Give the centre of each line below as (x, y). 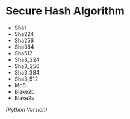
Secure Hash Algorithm (65, 11)
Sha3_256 (27, 66)
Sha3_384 (27, 72)
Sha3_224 (27, 59)
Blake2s (24, 98)
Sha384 (24, 47)
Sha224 (24, 34)
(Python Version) (26, 109)
